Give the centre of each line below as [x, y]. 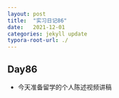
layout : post [27, 14]
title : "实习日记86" [37, 21]
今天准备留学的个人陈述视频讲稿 [64, 87]
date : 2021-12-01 [36, 27]
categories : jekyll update [47, 34]
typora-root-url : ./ [38, 40]
